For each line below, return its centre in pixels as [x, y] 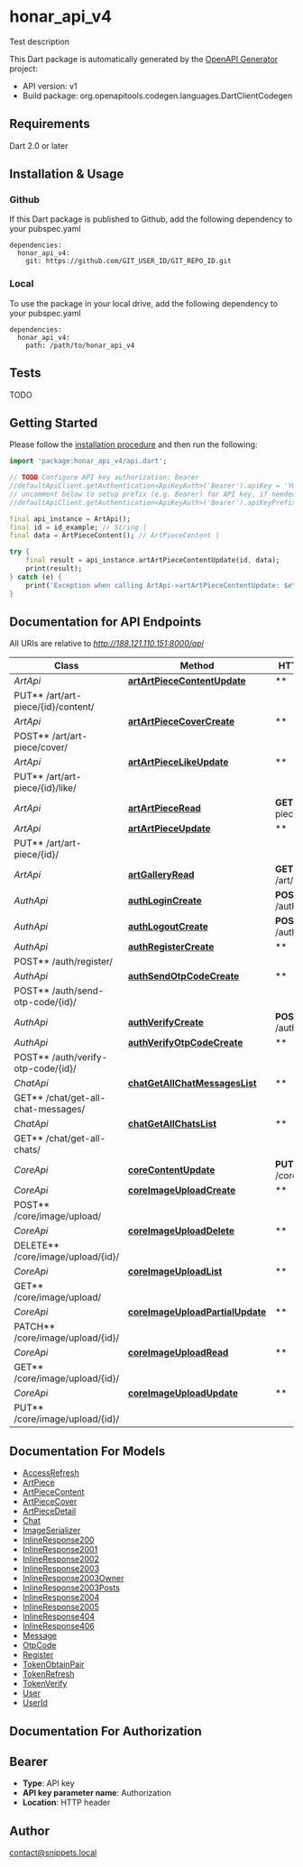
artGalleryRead [161, 874]
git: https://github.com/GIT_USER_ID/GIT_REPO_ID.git [129, 261]
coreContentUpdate [171, 1170]
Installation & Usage [67, 174]
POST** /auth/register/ [64, 962]
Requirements [50, 124]
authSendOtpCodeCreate [184, 976]
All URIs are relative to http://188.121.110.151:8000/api [107, 644]
